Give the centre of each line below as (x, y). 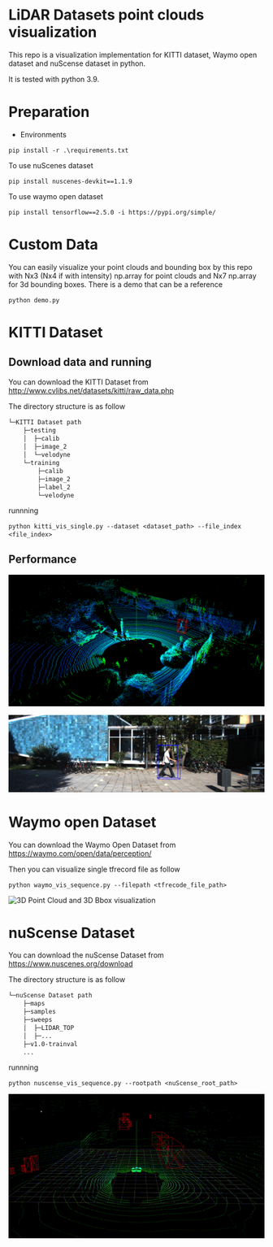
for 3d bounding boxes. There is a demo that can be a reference (116, 284)
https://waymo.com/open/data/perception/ (80, 853)
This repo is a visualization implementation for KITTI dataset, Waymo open (133, 54)
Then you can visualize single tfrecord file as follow (94, 869)
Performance (43, 560)
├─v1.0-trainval (51, 1045)
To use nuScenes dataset (51, 165)
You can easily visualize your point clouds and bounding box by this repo (131, 267)
